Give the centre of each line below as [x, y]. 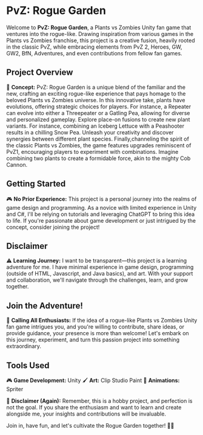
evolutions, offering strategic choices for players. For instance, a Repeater [99, 106]
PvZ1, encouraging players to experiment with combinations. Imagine [92, 151]
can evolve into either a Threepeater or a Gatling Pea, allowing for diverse [98, 113]
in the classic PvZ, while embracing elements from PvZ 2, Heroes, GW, [94, 47]
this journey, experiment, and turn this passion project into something [93, 340]
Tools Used [28, 365]
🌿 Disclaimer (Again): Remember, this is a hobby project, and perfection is [99, 401]
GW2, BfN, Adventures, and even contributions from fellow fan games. [95, 53]
